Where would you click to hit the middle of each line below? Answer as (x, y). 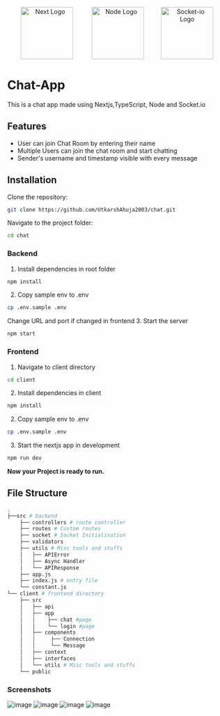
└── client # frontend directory (56, 594)
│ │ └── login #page (57, 626)
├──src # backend (32, 516)
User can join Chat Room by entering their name (86, 143)
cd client (22, 380)
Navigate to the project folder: (50, 223)
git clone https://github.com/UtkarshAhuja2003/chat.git (92, 209)
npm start (22, 334)
